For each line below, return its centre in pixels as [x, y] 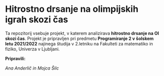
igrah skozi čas [37, 19]
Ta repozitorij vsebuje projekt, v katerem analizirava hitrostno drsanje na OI [82, 33]
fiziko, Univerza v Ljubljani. [33, 49]
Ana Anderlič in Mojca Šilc [32, 68]
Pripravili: [15, 58]
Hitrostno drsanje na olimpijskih [72, 9]
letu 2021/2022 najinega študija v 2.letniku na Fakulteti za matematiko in [79, 43]
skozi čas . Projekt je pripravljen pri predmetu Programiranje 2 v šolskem [80, 38]
